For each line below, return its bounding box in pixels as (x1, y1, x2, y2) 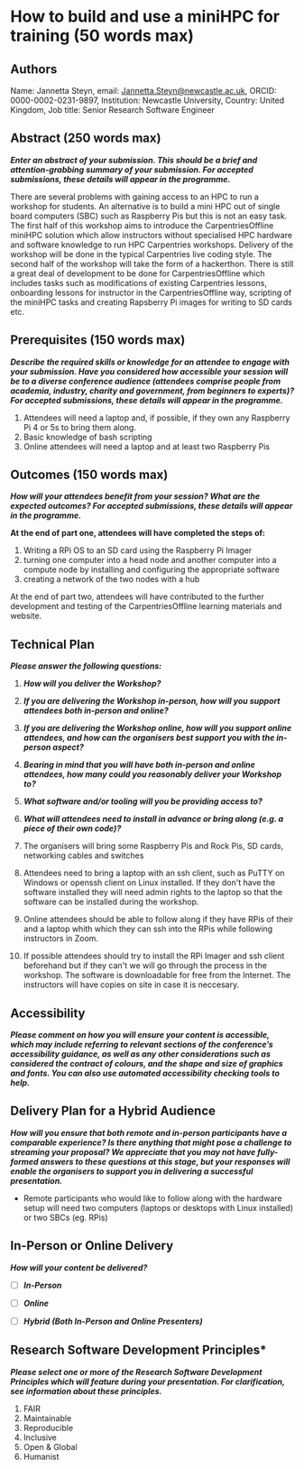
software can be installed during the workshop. (23, 896, 199, 908)
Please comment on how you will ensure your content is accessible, (10, 1030, 270, 1040)
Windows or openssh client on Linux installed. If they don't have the (23, 877, 276, 888)
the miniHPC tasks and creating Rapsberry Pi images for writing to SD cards (10, 296, 292, 308)
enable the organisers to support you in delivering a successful (10, 1166, 253, 1177)
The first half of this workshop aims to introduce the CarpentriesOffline (10, 219, 274, 231)
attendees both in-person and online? (23, 706, 170, 716)
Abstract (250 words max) (10, 131, 161, 146)
